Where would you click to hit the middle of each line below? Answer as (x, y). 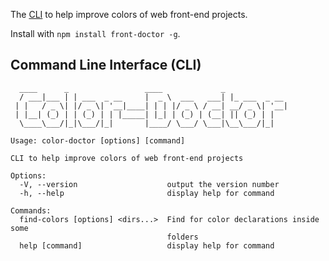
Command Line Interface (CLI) (106, 65)
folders (182, 237)
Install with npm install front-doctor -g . (95, 33)
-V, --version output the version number (149, 184)
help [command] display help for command (147, 245)
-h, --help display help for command (147, 193)
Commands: (31, 210)
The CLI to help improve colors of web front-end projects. (129, 14)
